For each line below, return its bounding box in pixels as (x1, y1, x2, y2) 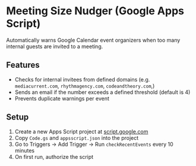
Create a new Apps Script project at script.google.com (14, 128, 148, 135)
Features (6, 60, 40, 70)
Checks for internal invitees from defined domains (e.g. (14, 76, 150, 83)
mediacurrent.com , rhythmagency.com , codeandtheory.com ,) (14, 82, 155, 89)
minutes (14, 147, 34, 154)
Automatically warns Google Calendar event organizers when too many (6, 36, 181, 43)
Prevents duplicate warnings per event (14, 95, 110, 102)
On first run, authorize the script (14, 153, 94, 160)
